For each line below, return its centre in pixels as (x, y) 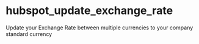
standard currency (29, 34)
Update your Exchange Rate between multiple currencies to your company (99, 28)
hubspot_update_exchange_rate (89, 11)
